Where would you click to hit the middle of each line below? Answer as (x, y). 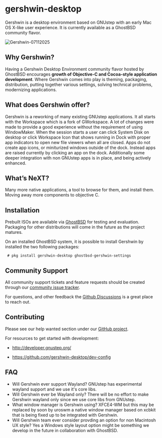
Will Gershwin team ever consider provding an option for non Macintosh (84, 420)
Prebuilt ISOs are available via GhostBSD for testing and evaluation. (72, 222)
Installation (22, 210)
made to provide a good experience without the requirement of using (74, 127)
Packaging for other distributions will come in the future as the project (75, 227)
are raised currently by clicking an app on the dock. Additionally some (75, 153)
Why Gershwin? (30, 57)
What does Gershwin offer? (48, 105)
